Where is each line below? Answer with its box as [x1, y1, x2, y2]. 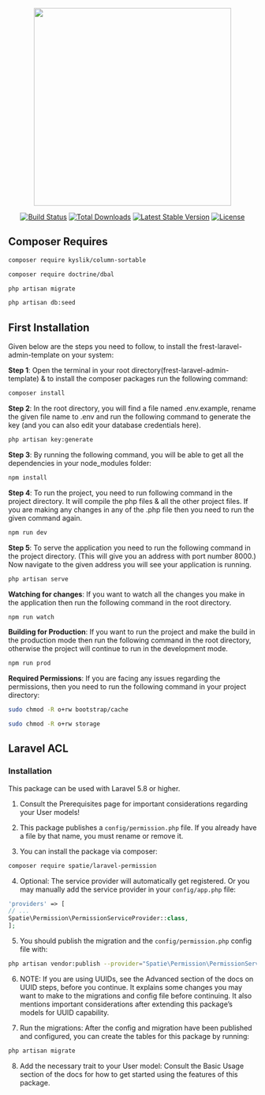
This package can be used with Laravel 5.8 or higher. [8, 783, 181, 793]
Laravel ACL [8, 742, 69, 756]
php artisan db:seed [8, 299, 77, 307]
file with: [19, 945, 48, 954]
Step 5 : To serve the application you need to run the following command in [8, 543, 251, 552]
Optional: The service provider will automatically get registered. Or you [19, 876, 250, 885]
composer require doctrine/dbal [8, 270, 114, 278]
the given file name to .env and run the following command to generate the [8, 412, 251, 421]
